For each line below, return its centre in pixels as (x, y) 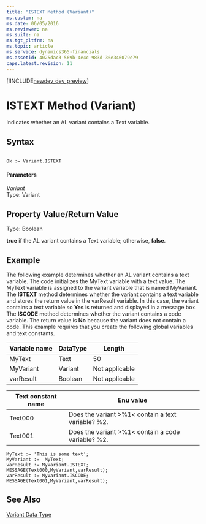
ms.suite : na (23, 35)
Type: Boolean (25, 229)
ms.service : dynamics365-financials (53, 52)
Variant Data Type (29, 514)
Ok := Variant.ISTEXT (34, 161)
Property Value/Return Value (63, 214)
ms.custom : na (25, 18)
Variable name (31, 349)
